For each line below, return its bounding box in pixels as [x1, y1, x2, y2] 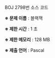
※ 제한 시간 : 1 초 [5, 26, 38, 32]
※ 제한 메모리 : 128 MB [5, 37, 50, 42]
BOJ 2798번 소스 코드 [5, 5, 48, 10]
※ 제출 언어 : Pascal [5, 47, 44, 53]
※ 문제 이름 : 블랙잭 [5, 15, 43, 21]
